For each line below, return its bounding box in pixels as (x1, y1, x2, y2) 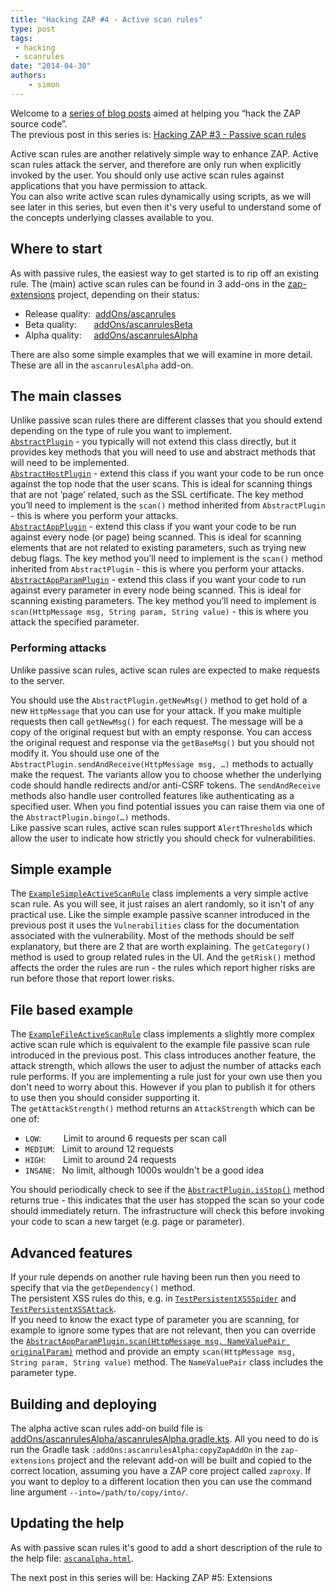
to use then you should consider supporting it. (10, 1092, 201, 1104)
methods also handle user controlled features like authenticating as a (10, 789, 295, 801)
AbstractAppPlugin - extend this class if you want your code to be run (10, 521, 297, 533)
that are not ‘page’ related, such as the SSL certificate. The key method (10, 489, 304, 501)
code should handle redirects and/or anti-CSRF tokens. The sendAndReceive (10, 779, 321, 791)
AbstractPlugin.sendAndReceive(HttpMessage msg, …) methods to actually (10, 757, 314, 770)
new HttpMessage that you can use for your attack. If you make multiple (10, 704, 302, 716)
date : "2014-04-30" (10, 61, 92, 71)
